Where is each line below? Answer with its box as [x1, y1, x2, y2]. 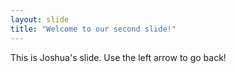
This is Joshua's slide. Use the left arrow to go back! [10, 51, 227, 63]
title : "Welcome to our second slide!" [10, 24, 177, 34]
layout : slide [10, 14, 70, 25]
